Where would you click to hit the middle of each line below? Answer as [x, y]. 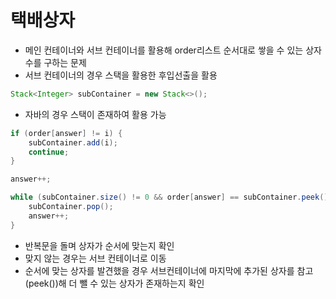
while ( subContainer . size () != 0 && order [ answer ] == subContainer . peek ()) [171, 197]
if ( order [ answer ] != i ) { [66, 133]
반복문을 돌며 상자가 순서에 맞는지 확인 [99, 245]
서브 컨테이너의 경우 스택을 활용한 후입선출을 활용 [121, 75]
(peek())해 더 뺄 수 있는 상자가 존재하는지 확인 [114, 283]
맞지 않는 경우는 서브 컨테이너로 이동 [95, 258]
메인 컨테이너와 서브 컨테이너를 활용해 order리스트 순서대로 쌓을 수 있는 [164, 50]
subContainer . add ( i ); [73, 142]
